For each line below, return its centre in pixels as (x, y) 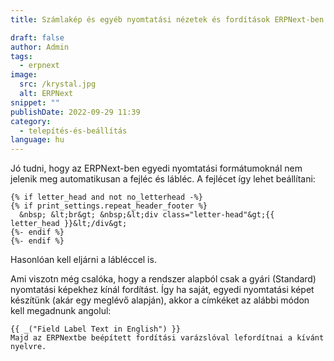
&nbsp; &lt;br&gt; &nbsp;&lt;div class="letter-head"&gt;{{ (147, 215)
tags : (21, 56)
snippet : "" (35, 102)
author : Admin (40, 47)
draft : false (37, 37)
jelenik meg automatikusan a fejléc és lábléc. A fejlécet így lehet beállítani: (163, 179)
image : (24, 75)
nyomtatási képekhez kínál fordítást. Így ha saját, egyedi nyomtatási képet (162, 290)
